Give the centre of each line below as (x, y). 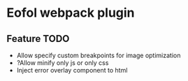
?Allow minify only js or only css (63, 63)
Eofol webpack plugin (71, 13)
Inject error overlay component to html (72, 70)
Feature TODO (38, 39)
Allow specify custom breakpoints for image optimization (99, 55)
